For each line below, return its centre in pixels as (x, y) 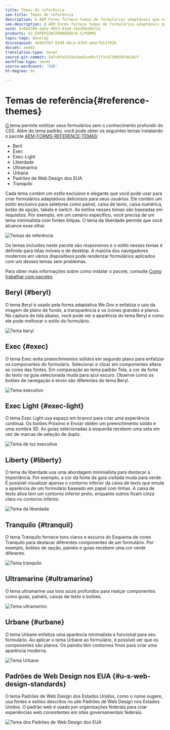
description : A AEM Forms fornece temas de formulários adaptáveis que (82, 19)
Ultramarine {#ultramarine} (49, 579)
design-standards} (36, 684)
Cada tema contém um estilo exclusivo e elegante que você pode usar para (84, 193)
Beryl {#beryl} (28, 292)
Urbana (20, 173)
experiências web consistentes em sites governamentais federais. (74, 712)
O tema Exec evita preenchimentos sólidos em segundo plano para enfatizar (85, 359)
